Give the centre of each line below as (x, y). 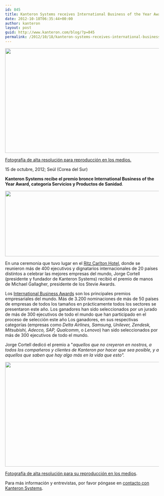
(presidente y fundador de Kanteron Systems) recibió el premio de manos (79, 279)
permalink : (16, 37)
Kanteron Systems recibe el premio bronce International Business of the (80, 179)
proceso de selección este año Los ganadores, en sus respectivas (72, 319)
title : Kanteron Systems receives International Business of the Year (78, 14)
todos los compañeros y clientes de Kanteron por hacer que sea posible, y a (82, 350)
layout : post (18, 28)
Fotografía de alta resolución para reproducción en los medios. (68, 160)
